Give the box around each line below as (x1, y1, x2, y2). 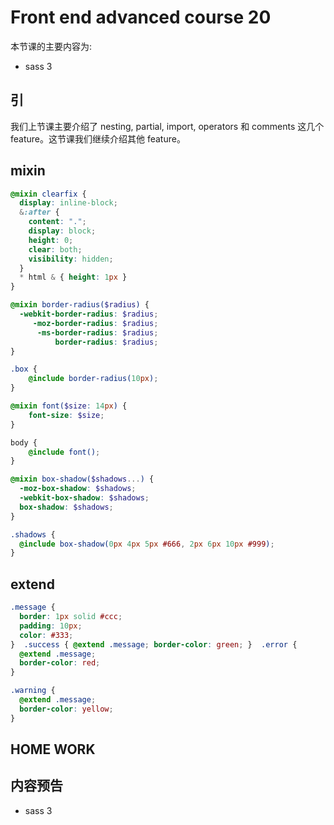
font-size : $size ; (28, 410, 105, 420)
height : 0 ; (28, 235, 74, 245)
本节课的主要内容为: (10, 40, 93, 52)
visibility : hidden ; (28, 254, 114, 264)
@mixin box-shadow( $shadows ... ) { (10, 474, 155, 485)
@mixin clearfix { (10, 189, 87, 199)
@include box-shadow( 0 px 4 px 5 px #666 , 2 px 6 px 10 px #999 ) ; (19, 539, 275, 549)
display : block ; (28, 226, 97, 236)
